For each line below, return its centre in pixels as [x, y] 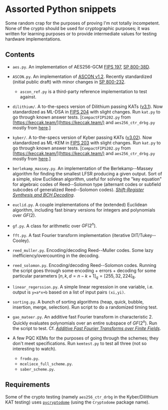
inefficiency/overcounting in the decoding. [56, 255]
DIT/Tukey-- [144, 235]
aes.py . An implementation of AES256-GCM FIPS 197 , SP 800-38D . [81, 66]
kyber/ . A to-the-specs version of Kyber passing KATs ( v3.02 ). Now [82, 137]
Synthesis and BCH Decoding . [43, 195]
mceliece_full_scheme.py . [46, 363]
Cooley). [21, 240]
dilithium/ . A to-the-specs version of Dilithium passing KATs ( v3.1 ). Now [87, 106]
